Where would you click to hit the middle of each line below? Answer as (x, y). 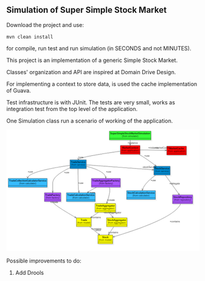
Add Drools (29, 272)
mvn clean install (30, 37)
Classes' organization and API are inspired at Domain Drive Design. (91, 72)
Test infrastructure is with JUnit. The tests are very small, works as (91, 102)
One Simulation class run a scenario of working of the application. (90, 121)
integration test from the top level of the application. (72, 109)
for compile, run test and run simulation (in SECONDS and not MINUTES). (99, 48)
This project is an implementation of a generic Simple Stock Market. (92, 60)
